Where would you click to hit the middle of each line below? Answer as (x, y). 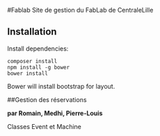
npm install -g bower (39, 67)
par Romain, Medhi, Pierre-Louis (55, 113)
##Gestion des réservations (47, 99)
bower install (28, 73)
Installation (32, 32)
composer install (32, 61)
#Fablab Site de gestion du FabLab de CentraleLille (80, 10)
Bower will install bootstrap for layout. (61, 86)
